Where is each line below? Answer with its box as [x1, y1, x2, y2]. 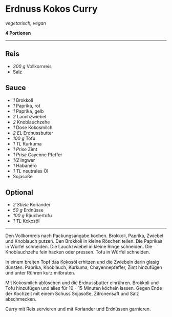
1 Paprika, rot [12, 102, 41, 109]
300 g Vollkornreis [12, 63, 52, 69]
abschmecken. [5, 296, 37, 302]
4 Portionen [5, 30, 31, 36]
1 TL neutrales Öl [12, 167, 49, 174]
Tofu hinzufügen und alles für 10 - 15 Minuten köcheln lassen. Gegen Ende [5, 285, 162, 291]
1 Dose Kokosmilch [12, 124, 53, 131]
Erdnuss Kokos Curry [5, 3, 98, 15]
